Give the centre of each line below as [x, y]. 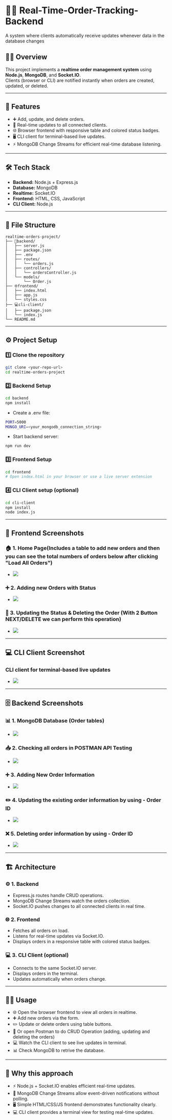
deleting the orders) [34, 1037]
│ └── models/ [23, 277]
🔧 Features [23, 107]
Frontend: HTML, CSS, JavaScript [49, 199]
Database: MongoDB [35, 188]
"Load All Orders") [29, 563]
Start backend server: [36, 437]
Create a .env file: [31, 412]
